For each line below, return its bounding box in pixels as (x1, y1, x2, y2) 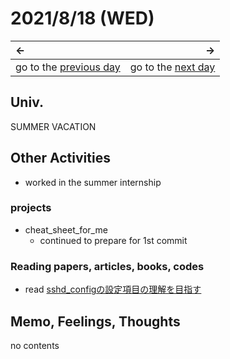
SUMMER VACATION (10, 120, 97, 132)
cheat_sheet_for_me (24, 223, 108, 236)
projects (10, 201, 52, 215)
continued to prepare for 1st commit (39, 234, 188, 246)
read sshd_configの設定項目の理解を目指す (24, 283, 202, 296)
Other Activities (10, 150, 111, 167)
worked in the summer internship (24, 176, 162, 188)
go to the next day (129, 60, 216, 74)
